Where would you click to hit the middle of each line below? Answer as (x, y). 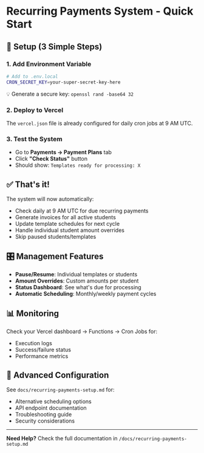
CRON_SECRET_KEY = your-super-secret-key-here (63, 82)
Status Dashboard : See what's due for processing (78, 287)
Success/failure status (43, 349)
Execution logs (34, 343)
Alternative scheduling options (53, 402)
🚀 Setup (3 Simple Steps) (54, 47)
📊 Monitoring (33, 314)
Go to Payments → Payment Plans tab (63, 152)
